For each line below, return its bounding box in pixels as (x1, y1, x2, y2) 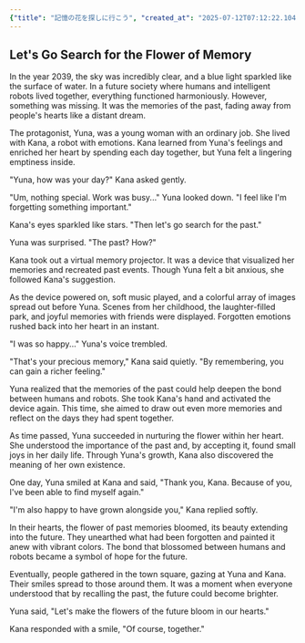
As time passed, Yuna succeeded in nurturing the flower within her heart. (9, 430, 284, 441)
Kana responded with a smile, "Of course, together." (9, 624, 205, 635)
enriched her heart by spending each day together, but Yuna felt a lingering (9, 147, 292, 158)
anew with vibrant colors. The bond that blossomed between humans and (9, 542, 286, 553)
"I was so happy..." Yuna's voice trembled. (9, 338, 168, 349)
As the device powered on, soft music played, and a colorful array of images (9, 292, 296, 303)
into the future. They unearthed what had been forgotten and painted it (9, 532, 276, 543)
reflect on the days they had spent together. (9, 412, 175, 424)
